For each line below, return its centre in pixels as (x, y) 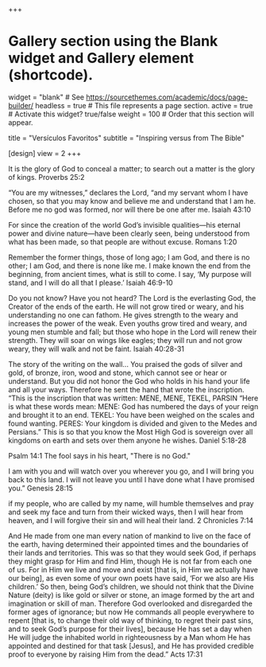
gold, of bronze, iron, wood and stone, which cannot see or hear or (118, 373)
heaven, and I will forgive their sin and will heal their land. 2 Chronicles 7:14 (131, 520)
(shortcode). (51, 75)
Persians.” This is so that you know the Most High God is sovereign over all (131, 431)
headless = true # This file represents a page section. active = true (144, 105)
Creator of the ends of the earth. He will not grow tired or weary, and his (126, 306)
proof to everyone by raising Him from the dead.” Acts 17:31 (106, 654)
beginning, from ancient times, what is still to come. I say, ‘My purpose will (130, 274)
